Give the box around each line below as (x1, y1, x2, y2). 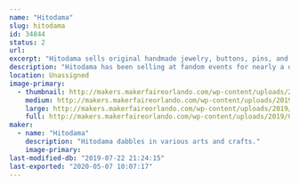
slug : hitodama (9, 21, 66, 30)
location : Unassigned (9, 71, 90, 80)
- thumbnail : (17, 87, 66, 96)
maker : (9, 121, 34, 130)
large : (25, 104, 50, 113)
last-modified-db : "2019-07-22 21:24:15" (9, 153, 166, 163)
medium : (25, 95, 53, 105)
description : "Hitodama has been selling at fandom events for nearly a (9, 63, 285, 72)
